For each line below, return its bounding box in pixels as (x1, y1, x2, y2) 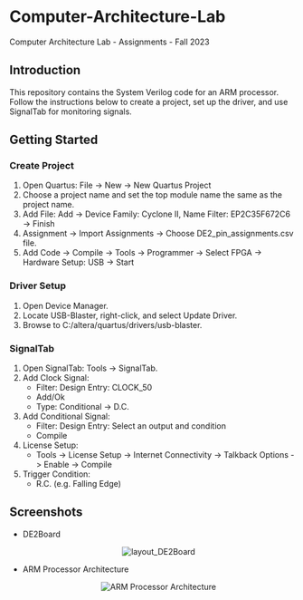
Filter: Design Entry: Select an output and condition (35, 421, 226, 431)
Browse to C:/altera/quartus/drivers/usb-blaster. (22, 319, 203, 330)
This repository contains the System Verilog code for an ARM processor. (9, 86, 279, 97)
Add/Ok (35, 392, 65, 402)
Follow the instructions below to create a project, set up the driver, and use (9, 96, 289, 107)
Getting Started (9, 132, 99, 148)
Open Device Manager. (22, 300, 109, 311)
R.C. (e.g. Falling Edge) (35, 479, 122, 489)
